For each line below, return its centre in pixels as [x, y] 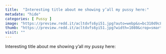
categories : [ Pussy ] [28, 19]
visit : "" [15, 32]
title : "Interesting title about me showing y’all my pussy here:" [77, 10]
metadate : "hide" [23, 14]
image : [12, 23]
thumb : [12, 28]
